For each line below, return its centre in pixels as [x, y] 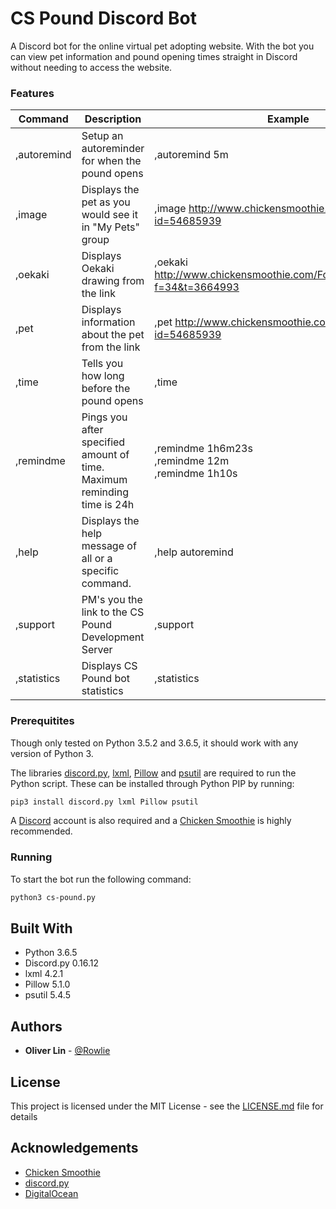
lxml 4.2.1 [44, 974]
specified [103, 442]
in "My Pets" [110, 227]
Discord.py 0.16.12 [62, 963]
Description [113, 119]
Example [288, 119]
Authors [36, 1026]
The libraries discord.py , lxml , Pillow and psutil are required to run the [153, 773]
